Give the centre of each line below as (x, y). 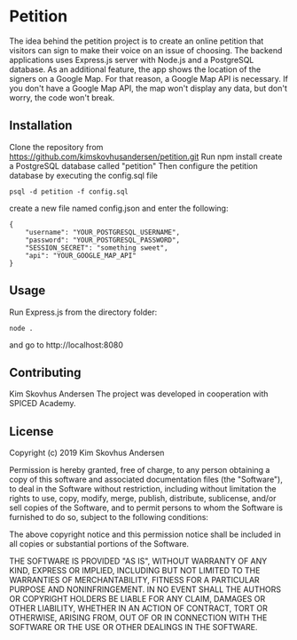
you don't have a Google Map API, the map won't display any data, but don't (148, 88)
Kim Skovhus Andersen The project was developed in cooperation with (139, 394)
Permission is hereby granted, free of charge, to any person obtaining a (140, 470)
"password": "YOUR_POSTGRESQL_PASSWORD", (102, 240)
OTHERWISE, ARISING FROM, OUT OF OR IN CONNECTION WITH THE (138, 618)
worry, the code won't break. (62, 97)
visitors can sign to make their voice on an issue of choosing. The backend (146, 50)
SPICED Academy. (43, 404)
